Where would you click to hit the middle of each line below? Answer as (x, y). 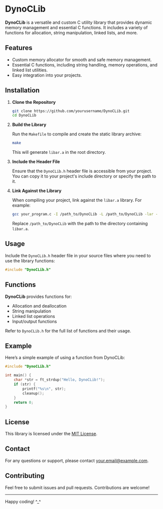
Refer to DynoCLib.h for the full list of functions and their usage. (68, 330)
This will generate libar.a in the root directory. (59, 152)
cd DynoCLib (24, 115)
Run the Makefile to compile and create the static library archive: (77, 134)
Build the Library (29, 125)
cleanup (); (33, 393)
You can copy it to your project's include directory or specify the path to (84, 176)
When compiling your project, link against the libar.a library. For (77, 200)
